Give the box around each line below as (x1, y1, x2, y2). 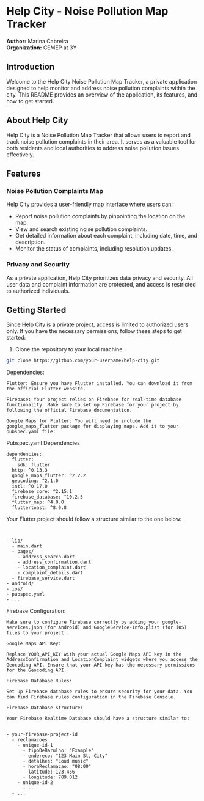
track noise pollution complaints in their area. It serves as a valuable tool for (6, 137, 197, 145)
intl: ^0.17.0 (12, 483, 48, 489)
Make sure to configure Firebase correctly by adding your (6, 619, 160, 626)
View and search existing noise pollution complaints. (15, 225, 148, 233)
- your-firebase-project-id (6, 731, 78, 737)
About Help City (6, 115, 68, 126)
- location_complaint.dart (17, 565, 86, 571)
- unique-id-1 (17, 742, 53, 748)
